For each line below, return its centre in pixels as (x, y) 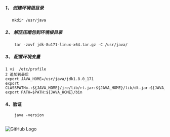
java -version (29, 115)
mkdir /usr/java (29, 20)
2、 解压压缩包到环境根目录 (34, 32)
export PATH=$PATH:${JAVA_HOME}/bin (44, 92)
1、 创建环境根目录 (25, 8)
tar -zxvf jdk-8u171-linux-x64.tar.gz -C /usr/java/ (71, 45)
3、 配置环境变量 (23, 56)
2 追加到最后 (17, 74)
